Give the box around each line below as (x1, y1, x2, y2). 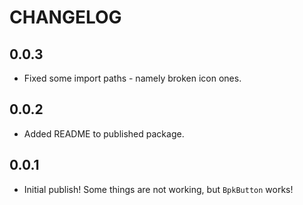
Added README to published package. (23, 127, 185, 140)
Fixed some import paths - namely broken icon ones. (23, 72, 242, 84)
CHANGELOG (9, 6, 122, 29)
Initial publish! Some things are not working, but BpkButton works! (23, 183, 294, 195)
